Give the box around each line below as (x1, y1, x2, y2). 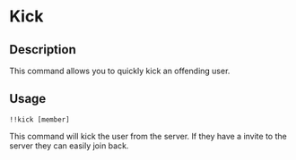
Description (9, 42, 76, 57)
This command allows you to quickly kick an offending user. (9, 65, 231, 76)
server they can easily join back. (9, 140, 129, 151)
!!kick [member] (9, 114, 70, 124)
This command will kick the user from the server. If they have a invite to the (9, 131, 287, 141)
